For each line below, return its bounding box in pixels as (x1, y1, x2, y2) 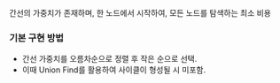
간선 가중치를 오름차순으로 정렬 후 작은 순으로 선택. (21, 54, 198, 64)
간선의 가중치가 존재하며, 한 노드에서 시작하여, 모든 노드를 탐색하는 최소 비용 (9, 8, 272, 18)
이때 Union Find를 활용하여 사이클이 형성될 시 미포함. (21, 64, 206, 75)
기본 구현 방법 (9, 32, 65, 44)
